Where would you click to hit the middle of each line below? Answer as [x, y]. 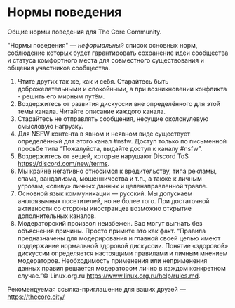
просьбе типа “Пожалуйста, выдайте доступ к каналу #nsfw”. [110, 148]
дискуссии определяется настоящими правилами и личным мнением [122, 253]
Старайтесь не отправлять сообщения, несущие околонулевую [113, 118]
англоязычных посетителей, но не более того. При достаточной [113, 200]
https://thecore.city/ [36, 297]
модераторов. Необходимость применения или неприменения [112, 260]
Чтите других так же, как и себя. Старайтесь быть [93, 81]
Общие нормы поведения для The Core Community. [85, 32]
